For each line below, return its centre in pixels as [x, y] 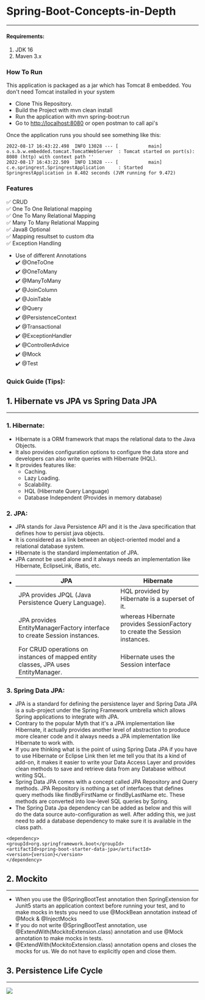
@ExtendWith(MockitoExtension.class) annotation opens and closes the [106, 945]
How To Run [24, 72]
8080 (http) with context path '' [50, 157]
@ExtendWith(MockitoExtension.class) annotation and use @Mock [99, 932]
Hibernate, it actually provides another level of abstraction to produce [103, 730]
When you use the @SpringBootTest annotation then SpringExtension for [107, 899]
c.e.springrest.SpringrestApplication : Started [75, 168]
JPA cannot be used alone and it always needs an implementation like [103, 559]
